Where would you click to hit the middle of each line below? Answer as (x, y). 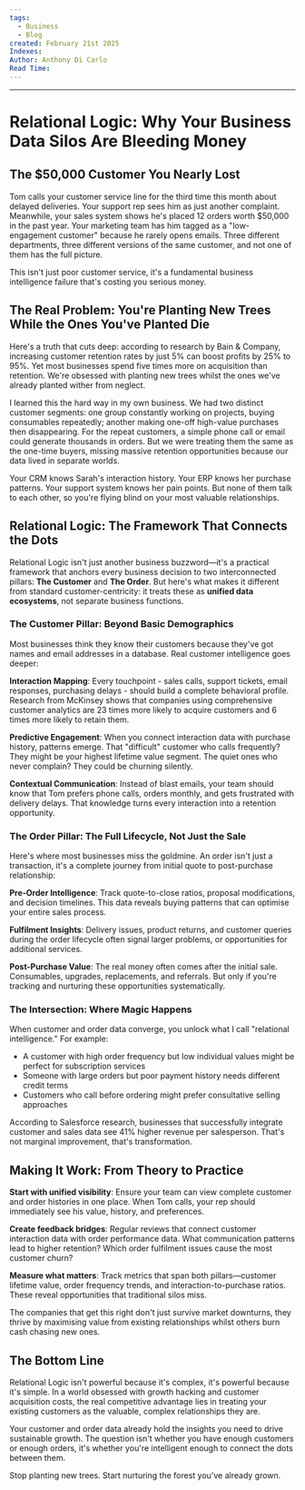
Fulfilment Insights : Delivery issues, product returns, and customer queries (151, 930)
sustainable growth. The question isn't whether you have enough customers (152, 1439)
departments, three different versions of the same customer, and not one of (151, 244)
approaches (45, 1105)
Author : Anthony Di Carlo (58, 60)
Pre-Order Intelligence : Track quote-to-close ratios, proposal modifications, (152, 893)
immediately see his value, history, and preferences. (107, 1212)
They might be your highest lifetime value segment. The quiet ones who (144, 756)
